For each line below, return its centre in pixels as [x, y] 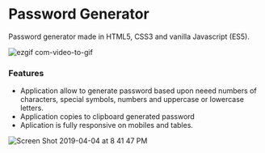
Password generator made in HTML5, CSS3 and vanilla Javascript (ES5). [129, 36]
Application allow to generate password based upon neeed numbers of [138, 91]
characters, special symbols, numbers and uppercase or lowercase [132, 100]
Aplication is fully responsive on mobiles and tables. [107, 125]
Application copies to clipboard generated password [107, 117]
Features [26, 73]
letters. [32, 108]
